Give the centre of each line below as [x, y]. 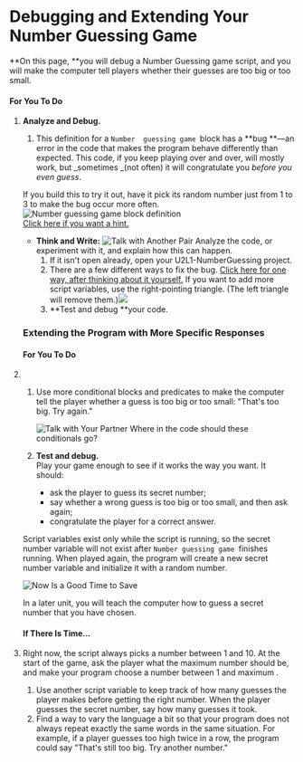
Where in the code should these [189, 429]
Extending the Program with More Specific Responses [143, 333]
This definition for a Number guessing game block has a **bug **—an [165, 138]
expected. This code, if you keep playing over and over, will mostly [160, 158]
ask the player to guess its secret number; [128, 493]
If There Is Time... [57, 633]
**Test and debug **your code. [109, 310]
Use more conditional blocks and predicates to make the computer [160, 392]
